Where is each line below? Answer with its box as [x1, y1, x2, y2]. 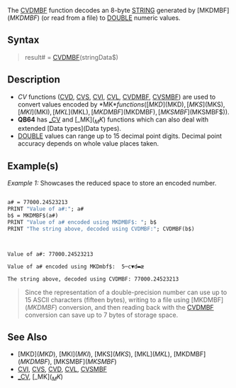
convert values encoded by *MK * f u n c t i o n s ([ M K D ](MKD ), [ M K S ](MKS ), [17, 99, 225, 109]
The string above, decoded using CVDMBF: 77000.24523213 [7, 275, 179, 283]
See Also [7, 331, 47, 343]
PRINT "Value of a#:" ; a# [7, 205, 84, 212]
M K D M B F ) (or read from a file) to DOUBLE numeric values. [9, 14, 181, 22]
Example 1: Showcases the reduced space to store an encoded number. [7, 179, 217, 188]
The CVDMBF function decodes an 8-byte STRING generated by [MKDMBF [7, 6, 227, 14]
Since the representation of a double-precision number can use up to [24, 288, 227, 296]
